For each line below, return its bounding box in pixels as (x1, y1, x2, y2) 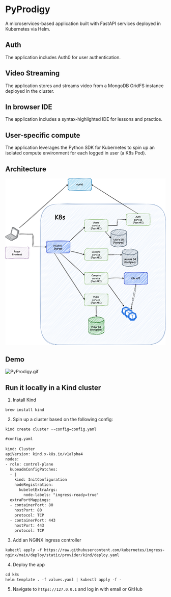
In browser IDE (5, 102, 52, 111)
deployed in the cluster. (5, 88, 54, 94)
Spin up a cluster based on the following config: (12, 417, 113, 423)
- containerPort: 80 (10, 503, 53, 508)
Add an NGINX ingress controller (12, 537, 81, 543)
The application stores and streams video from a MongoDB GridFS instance (5, 83, 164, 89)
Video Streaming (5, 69, 60, 77)
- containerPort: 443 (10, 518, 56, 523)
